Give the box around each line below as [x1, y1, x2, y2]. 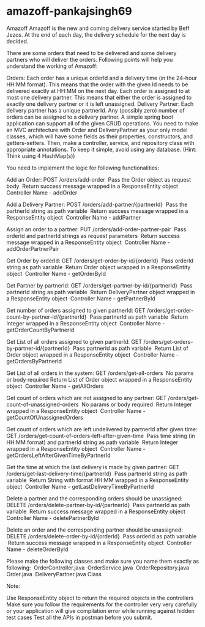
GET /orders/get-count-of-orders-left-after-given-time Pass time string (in [6, 432, 196, 439]
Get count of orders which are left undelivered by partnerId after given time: [6, 425, 198, 432]
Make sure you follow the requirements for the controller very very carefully [6, 601, 198, 608]
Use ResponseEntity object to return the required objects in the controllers [6, 594, 194, 601]
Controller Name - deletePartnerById [6, 514, 99, 521]
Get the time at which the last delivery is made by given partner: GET [6, 463, 180, 470]
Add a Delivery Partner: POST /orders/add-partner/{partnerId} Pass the [6, 201, 188, 208]
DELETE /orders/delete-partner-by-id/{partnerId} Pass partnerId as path [6, 501, 190, 508]
